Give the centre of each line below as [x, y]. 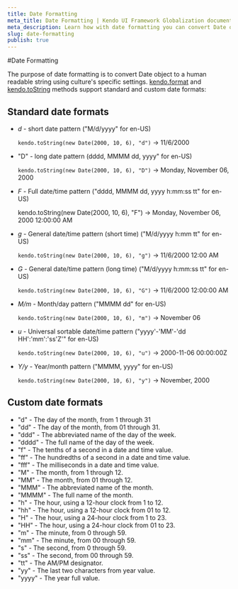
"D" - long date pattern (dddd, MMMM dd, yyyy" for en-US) [105, 156]
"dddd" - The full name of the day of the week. [86, 442]
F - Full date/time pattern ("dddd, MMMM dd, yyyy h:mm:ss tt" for [114, 191]
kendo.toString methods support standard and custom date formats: [107, 89]
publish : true [28, 40]
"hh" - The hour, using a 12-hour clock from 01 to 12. [94, 510]
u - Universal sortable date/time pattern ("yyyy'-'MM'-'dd [102, 331]
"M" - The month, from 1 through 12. [70, 472]
